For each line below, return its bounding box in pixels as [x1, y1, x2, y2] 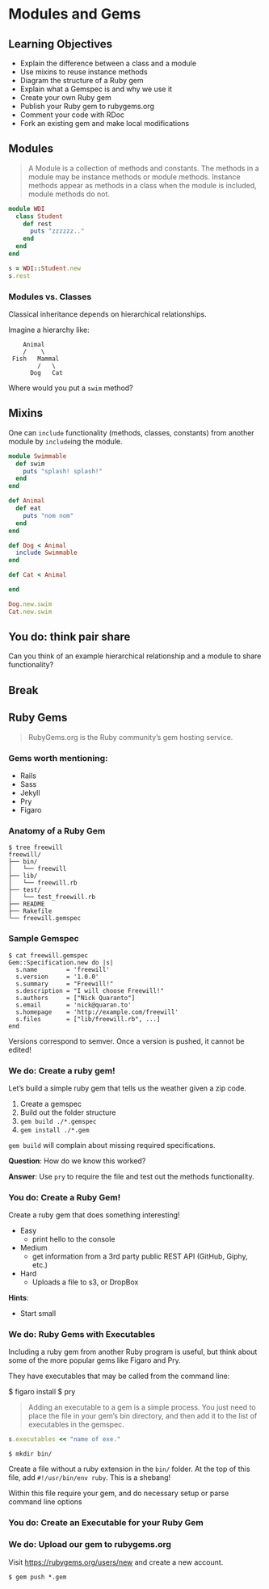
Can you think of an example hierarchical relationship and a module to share [8, 651, 262, 661]
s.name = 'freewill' [15, 965, 111, 973]
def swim [15, 460, 45, 468]
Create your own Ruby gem [19, 93, 111, 102]
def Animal [8, 497, 45, 505]
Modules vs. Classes [8, 291, 92, 302]
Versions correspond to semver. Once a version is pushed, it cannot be [8, 1036, 245, 1046]
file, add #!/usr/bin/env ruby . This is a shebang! [8, 1473, 171, 1482]
